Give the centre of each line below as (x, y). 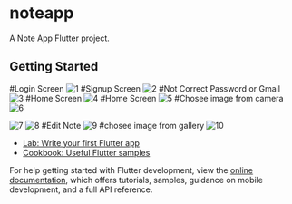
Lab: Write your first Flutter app (81, 142)
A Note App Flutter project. (60, 38)
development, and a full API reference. (81, 189)
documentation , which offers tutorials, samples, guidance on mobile (136, 180)
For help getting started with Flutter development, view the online (131, 170)
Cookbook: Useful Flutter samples (86, 152)
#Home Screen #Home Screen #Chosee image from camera (155, 98)
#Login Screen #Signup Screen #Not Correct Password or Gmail (145, 88)
